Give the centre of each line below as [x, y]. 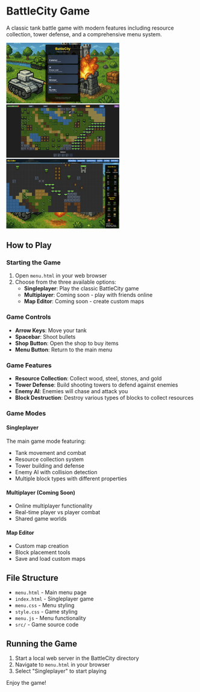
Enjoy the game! [26, 683]
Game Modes [26, 413]
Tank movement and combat [50, 453]
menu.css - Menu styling [45, 605]
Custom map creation [42, 546]
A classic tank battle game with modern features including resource [90, 28]
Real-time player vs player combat [58, 512]
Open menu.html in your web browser [61, 276]
